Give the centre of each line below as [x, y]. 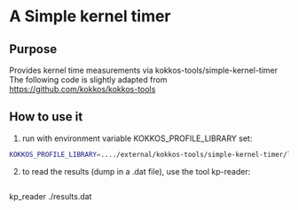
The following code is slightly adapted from [88, 80]
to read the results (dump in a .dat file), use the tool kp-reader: [136, 171]
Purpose [33, 49]
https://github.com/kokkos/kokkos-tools [82, 89]
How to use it [46, 117]
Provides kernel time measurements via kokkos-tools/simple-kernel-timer [144, 70]
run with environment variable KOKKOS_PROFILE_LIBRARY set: [137, 138]
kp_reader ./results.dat [51, 196]
